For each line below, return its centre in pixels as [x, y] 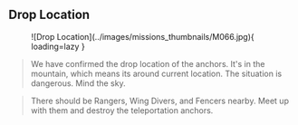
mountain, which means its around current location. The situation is [156, 73]
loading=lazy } [58, 46]
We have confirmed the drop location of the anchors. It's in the [148, 63]
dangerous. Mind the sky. [78, 83]
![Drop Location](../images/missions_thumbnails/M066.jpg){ [143, 36]
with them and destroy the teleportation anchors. [122, 110]
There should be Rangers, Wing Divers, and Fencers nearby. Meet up [159, 101]
